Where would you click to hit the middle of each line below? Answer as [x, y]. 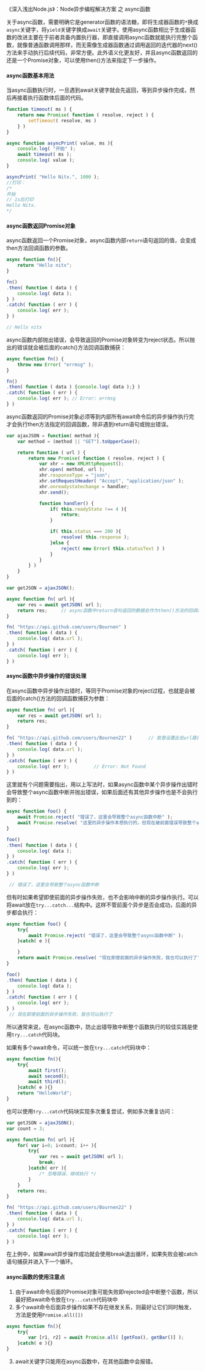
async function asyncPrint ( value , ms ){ [60, 143]
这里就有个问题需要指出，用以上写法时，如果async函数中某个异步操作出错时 [102, 784]
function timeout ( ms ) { [39, 110]
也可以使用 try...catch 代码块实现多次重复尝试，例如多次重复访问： [91, 1111]
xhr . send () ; [54, 492]
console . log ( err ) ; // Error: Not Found [82, 767]
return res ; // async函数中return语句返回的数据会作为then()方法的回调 [107, 611]
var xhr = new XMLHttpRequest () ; [81, 464]
